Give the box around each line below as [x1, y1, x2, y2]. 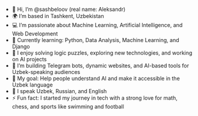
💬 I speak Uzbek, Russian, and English [11, 88, 107, 94]
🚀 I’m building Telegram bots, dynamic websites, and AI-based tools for [11, 62, 190, 69]
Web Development [11, 30, 58, 37]
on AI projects [11, 56, 47, 63]
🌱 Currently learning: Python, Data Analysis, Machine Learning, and [11, 37, 179, 43]
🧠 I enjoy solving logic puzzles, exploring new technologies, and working [11, 49, 193, 56]
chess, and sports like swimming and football [11, 103, 125, 110]
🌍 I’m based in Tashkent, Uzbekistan [11, 13, 104, 19]
